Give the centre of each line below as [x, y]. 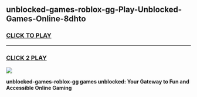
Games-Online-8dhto [46, 19]
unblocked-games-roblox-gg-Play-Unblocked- [94, 10]
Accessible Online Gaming [39, 88]
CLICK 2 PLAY [26, 58]
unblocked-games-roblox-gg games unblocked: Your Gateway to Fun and [98, 81]
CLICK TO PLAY [29, 36]
